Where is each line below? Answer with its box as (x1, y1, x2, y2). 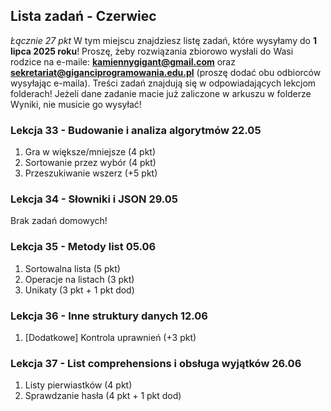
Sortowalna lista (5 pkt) (24, 262, 121, 274)
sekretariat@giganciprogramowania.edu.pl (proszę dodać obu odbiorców (10, 66, 322, 78)
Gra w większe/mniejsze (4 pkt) (24, 146, 157, 158)
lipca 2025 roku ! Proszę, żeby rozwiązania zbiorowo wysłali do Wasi (10, 45, 294, 57)
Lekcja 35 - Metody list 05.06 (10, 240, 157, 254)
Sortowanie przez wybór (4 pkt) (24, 157, 157, 169)
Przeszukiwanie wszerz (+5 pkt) (24, 167, 158, 179)
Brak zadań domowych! (10, 215, 108, 227)
